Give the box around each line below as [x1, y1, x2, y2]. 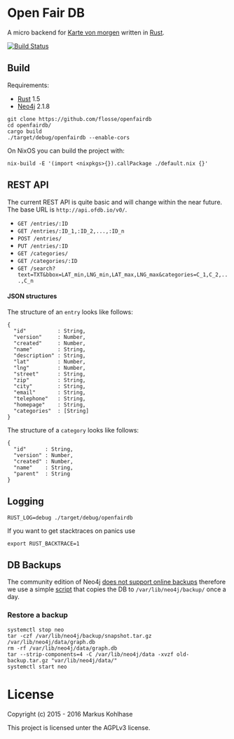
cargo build [7, 128, 42, 135]
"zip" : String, [13, 376, 86, 384]
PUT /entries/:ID [17, 243, 69, 250]
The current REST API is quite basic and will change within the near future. [7, 198, 223, 206]
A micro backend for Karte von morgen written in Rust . [7, 28, 165, 37]
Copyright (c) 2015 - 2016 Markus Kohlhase [7, 709, 133, 718]
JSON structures [7, 292, 57, 300]
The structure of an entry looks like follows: [7, 307, 133, 316]
